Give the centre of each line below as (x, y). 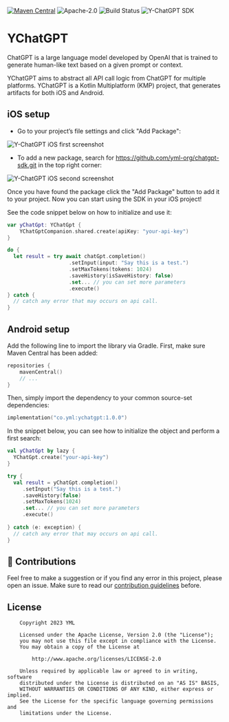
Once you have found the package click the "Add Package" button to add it (113, 191)
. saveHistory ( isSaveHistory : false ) (121, 275)
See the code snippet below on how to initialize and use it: (89, 212)
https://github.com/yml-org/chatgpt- (167, 158)
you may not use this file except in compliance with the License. (118, 641)
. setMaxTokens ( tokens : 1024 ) (110, 269)
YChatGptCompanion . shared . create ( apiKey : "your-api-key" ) (104, 231)
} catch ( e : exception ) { (44, 527)
